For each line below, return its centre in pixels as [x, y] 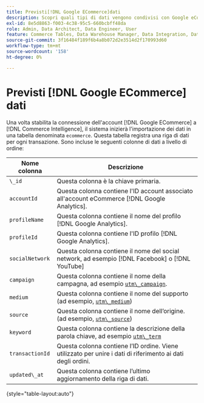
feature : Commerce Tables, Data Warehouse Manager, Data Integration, [97, 35]
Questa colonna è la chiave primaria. [109, 181]
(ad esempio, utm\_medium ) [94, 301]
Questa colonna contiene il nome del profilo [119, 216]
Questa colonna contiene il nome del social [118, 251]
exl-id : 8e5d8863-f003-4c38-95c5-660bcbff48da [66, 23]
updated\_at [27, 375]
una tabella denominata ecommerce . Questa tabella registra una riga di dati [98, 135]
